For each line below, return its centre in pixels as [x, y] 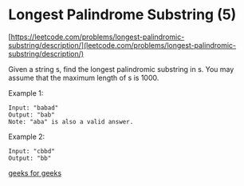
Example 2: [27, 137]
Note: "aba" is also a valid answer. [71, 121]
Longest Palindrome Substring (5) [122, 15]
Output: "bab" [32, 115]
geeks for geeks [35, 172]
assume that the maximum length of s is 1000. [84, 77]
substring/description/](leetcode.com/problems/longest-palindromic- [122, 45]
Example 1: [26, 93]
